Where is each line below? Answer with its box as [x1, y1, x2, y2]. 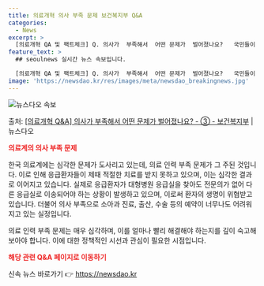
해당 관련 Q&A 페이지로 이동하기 [8, 252, 107, 262]
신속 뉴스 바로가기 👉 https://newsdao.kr [8, 269, 138, 278]
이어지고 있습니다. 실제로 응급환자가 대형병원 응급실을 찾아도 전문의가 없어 [16, 179, 245, 189]
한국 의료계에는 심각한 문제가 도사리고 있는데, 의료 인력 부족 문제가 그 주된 [8, 159, 236, 169]
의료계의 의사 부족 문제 [8, 143, 77, 152]
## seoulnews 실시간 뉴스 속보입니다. [15, 56, 126, 64]
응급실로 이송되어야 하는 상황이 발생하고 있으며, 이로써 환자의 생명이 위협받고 [16, 189, 253, 199]
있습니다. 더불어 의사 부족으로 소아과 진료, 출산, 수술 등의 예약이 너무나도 [8, 199, 232, 209]
